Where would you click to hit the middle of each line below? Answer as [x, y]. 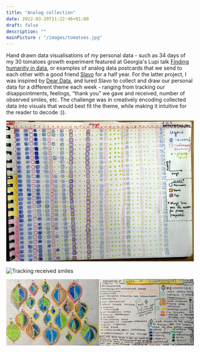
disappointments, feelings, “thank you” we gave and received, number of [96, 94]
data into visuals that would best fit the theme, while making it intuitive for [96, 106]
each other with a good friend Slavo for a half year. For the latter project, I [96, 74]
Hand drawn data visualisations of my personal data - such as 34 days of [96, 55]
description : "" [26, 32]
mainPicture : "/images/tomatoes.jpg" [54, 38]
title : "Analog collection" [41, 13]
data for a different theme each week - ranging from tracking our [86, 87]
